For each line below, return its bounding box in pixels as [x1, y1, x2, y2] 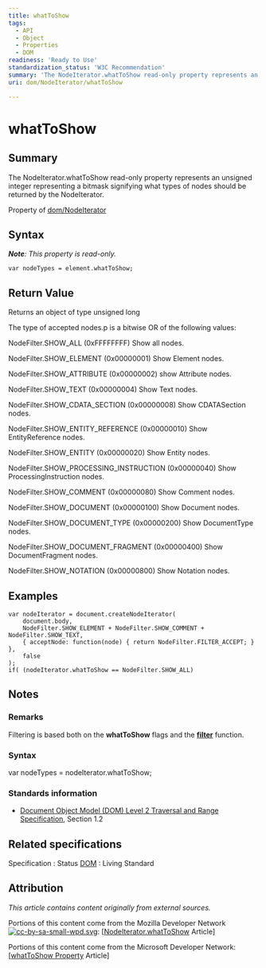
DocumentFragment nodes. [8, 551, 98, 561]
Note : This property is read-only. [8, 249, 117, 259]
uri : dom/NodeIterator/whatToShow [8, 78, 123, 86]
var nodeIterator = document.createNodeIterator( [8, 610, 177, 618]
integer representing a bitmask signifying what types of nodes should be [8, 181, 247, 191]
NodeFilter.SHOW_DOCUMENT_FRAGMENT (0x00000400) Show [8, 542, 223, 552]
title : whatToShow [8, 11, 69, 20]
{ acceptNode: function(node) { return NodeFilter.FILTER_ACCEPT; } [22, 638, 255, 646]
